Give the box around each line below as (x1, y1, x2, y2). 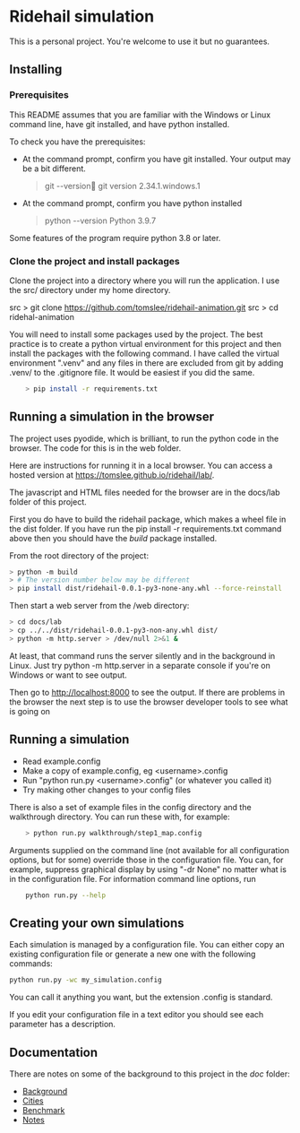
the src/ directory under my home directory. (9, 284, 171, 295)
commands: (9, 958, 54, 969)
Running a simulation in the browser (9, 410, 215, 425)
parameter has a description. (9, 1019, 116, 1030)
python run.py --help (25, 890, 106, 900)
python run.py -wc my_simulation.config (9, 975, 163, 985)
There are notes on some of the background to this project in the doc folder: (9, 1068, 290, 1079)
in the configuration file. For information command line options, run (9, 873, 257, 884)
